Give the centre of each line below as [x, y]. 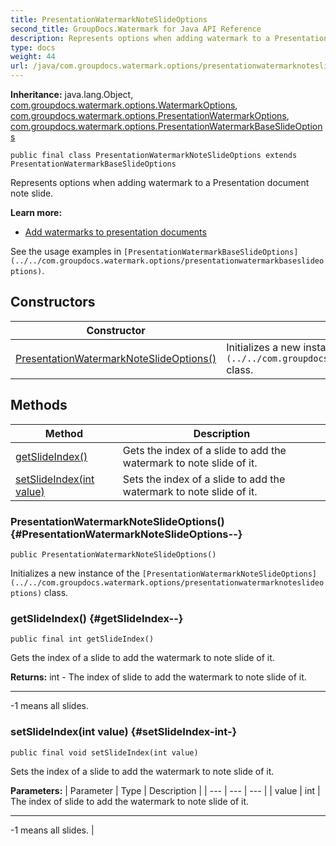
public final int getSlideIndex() [82, 639]
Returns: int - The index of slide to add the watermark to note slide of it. [158, 677]
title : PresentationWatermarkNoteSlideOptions [109, 19]
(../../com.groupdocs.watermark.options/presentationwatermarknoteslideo [167, 582]
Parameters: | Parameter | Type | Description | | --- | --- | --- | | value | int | [165, 790]
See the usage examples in [66, 251]
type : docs [33, 47]
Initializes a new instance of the [75, 573]
